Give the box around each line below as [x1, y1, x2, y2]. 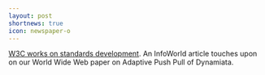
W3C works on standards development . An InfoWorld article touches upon [8, 49, 258, 59]
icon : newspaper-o [8, 27, 71, 35]
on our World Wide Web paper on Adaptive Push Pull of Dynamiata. [8, 57, 234, 67]
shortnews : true [8, 19, 63, 27]
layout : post [8, 11, 53, 20]
